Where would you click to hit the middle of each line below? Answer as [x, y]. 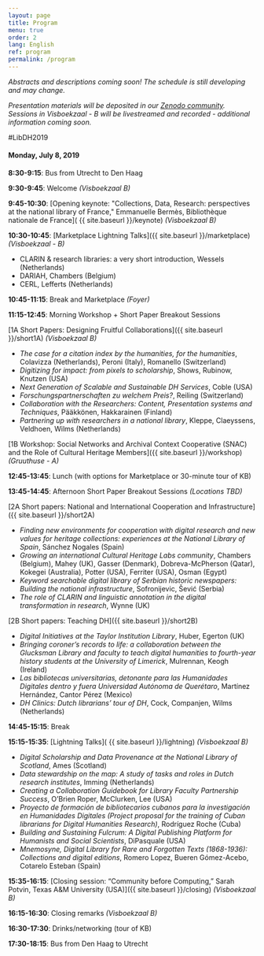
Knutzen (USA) [44, 379]
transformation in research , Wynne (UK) [85, 606]
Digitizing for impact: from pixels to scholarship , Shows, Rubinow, [126, 370]
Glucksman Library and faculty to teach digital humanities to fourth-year [137, 653]
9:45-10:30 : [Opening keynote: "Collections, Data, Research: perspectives [129, 204]
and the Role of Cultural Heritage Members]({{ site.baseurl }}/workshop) [125, 453]
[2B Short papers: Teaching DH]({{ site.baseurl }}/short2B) [103, 621]
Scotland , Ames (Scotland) [63, 765]
